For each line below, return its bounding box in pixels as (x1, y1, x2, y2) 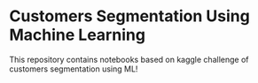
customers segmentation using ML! (9, 64, 138, 74)
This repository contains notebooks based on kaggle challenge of (9, 54, 249, 64)
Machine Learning (9, 25, 146, 45)
